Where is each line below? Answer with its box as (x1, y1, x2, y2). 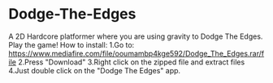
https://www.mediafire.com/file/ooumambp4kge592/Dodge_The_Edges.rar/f (8, 48, 265, 58)
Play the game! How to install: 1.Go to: (8, 39, 135, 49)
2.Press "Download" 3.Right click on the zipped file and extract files (17, 57, 245, 67)
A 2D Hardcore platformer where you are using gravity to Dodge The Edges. (8, 31, 263, 41)
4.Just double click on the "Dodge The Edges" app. (8, 65, 181, 75)
